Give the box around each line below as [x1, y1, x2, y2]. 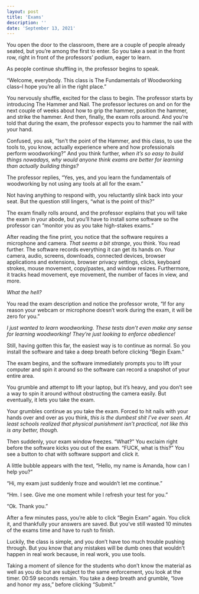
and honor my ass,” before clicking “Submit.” [6, 581, 116, 588]
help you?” [6, 468, 33, 476]
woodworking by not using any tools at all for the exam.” [6, 180, 143, 187]
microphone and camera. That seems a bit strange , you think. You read [6, 240, 181, 247]
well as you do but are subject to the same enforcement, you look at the [6, 569, 181, 576]
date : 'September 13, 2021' [6, 25, 76, 31]
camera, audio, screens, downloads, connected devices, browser [6, 252, 166, 259]
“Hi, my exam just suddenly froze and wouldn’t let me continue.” [6, 480, 163, 487]
